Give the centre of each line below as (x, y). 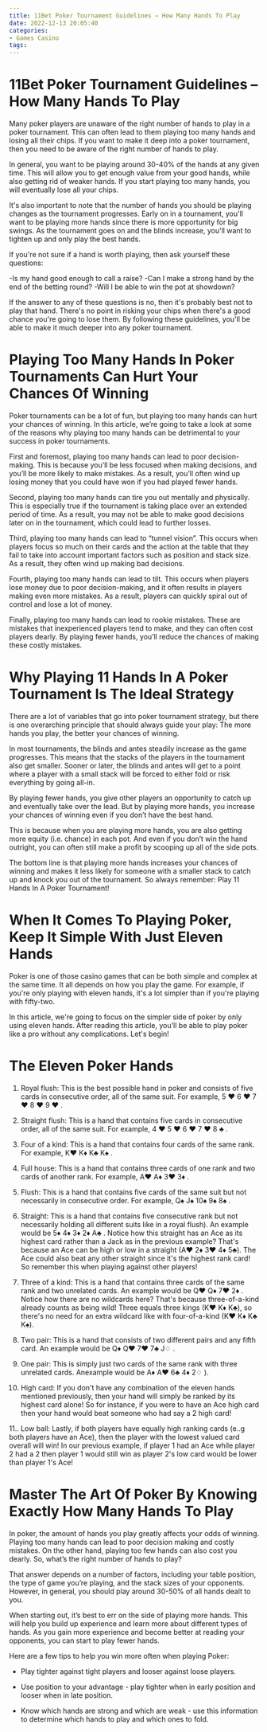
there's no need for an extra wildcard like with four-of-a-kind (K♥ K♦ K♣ (139, 1316)
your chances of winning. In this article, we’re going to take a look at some (131, 424)
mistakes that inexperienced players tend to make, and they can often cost (131, 628)
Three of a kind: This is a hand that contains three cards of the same (132, 1282)
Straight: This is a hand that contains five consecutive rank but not (129, 1216)
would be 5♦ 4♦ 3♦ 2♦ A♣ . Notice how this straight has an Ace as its (132, 1233)
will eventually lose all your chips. (64, 190)
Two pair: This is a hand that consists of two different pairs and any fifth (138, 1339)
